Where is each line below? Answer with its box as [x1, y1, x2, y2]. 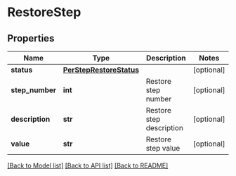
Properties [7, 32, 55, 44]
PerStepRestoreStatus [63, 65, 139, 75]
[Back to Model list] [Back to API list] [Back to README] [7, 161, 169, 170]
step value [145, 144, 181, 153]
